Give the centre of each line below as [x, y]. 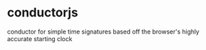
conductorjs [43, 13]
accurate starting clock [40, 38]
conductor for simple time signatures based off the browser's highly [103, 32]
